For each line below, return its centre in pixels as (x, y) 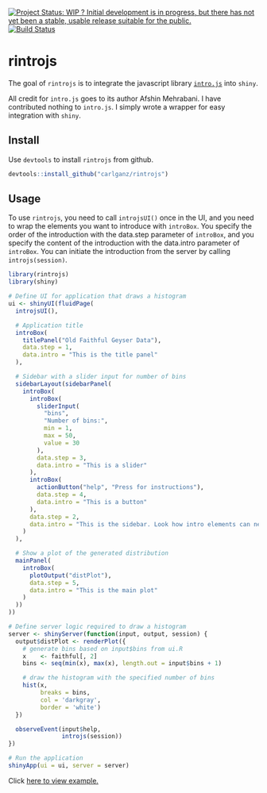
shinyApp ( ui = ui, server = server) (69, 766)
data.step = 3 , (62, 458)
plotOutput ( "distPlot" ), (70, 576)
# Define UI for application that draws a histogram (97, 296)
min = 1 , (58, 429)
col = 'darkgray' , (71, 700)
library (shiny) (33, 282)
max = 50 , (60, 436)
